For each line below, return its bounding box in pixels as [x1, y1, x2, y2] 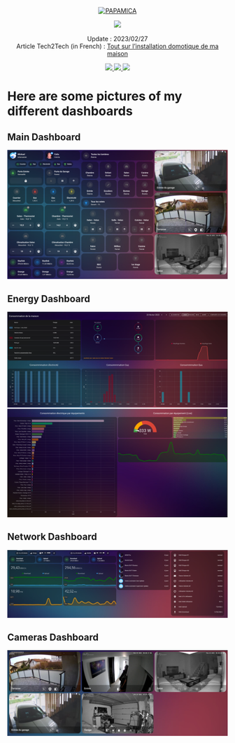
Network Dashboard [7, 531, 98, 543]
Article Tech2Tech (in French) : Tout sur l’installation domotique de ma [16, 42, 219, 50]
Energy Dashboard [7, 292, 91, 304]
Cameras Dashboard [7, 631, 99, 643]
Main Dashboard [7, 131, 81, 143]
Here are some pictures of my [7, 88, 183, 104]
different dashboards [7, 104, 133, 119]
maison [107, 50, 128, 57]
